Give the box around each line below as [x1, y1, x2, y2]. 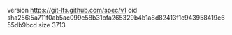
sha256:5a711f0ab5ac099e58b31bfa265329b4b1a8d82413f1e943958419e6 [7, 13, 225, 22]
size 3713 [38, 21, 66, 29]
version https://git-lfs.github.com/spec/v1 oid [7, 6, 138, 14]
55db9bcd [7, 21, 37, 29]
